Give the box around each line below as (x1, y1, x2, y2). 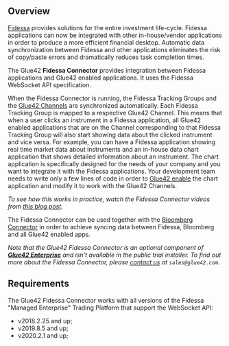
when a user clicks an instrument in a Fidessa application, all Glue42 (8, 116, 202, 124)
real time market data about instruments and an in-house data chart (8, 145, 200, 153)
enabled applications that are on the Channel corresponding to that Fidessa (8, 123, 221, 131)
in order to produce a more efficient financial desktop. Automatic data (8, 38, 205, 47)
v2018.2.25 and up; (17, 316, 73, 325)
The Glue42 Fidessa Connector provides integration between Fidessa (8, 66, 206, 74)
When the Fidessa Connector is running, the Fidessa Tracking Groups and (8, 94, 217, 102)
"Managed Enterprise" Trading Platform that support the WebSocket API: (8, 303, 213, 312)
